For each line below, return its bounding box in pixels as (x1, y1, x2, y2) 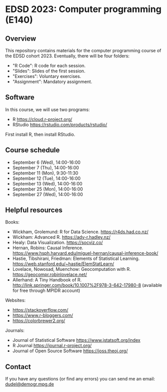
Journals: (5, 328, 25, 334)
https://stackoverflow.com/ (12, 307, 69, 313)
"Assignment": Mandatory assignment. (12, 79, 93, 84)
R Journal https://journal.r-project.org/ (12, 343, 92, 349)
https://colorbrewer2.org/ (12, 318, 65, 324)
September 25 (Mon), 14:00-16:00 (12, 186, 83, 192)
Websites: (5, 298, 26, 304)
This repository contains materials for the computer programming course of (5, 48, 161, 53)
